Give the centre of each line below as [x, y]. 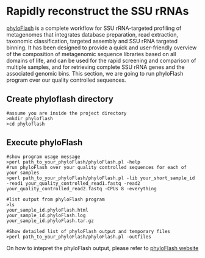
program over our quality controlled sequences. [66, 80]
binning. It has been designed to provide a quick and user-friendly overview [102, 48]
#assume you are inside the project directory [67, 113]
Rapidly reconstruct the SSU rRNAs [98, 11]
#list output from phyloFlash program [56, 199]
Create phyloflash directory [60, 99]
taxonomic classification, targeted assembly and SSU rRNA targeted [92, 41]
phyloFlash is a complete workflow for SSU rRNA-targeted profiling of [94, 28]
